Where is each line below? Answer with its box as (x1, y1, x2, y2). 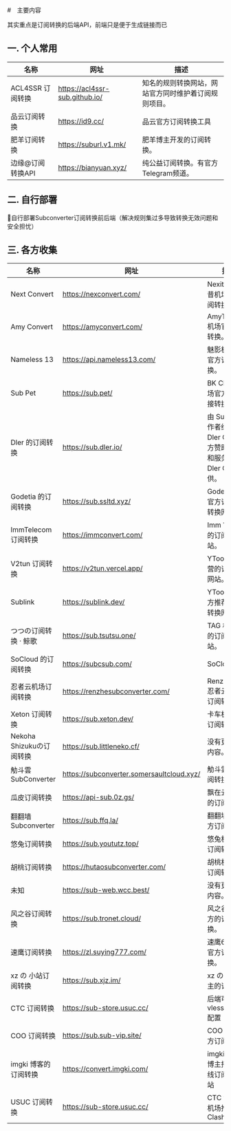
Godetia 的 (10, 492, 45, 502)
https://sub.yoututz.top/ (62, 839, 139, 848)
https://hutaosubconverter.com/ (62, 862, 166, 872)
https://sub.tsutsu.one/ (62, 631, 136, 640)
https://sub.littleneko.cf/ (62, 742, 140, 751)
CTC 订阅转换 (10, 1004, 55, 1013)
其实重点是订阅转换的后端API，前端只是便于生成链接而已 (7, 21, 168, 29)
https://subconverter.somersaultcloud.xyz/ (62, 769, 201, 779)
